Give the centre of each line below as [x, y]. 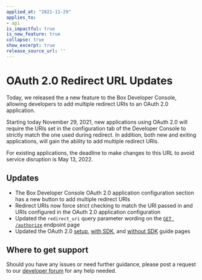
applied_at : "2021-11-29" [39, 12]
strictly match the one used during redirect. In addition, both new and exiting [101, 135]
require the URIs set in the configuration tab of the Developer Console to [96, 128]
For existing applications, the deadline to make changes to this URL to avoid [100, 153]
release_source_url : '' [36, 51]
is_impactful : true [31, 29]
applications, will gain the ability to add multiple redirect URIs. [83, 141]
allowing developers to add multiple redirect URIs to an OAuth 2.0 [87, 104]
